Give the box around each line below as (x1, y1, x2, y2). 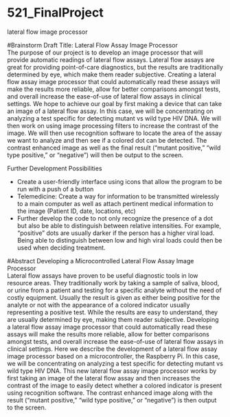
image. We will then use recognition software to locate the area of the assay (7, 129, 222, 137)
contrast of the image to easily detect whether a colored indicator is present (7, 381, 222, 389)
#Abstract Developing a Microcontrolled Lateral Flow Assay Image (7, 256, 194, 265)
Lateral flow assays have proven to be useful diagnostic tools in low (7, 271, 198, 280)
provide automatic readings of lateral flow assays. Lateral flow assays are (7, 55, 215, 63)
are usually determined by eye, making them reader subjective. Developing (7, 315, 219, 323)
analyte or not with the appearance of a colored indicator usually (7, 301, 190, 309)
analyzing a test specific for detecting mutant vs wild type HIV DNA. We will (7, 114, 222, 122)
